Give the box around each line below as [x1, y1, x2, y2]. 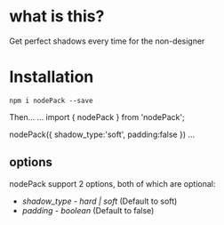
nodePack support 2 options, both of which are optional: [9, 178, 216, 189]
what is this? [9, 6, 105, 27]
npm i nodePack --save [9, 96, 93, 105]
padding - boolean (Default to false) [21, 205, 155, 215]
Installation [9, 67, 94, 87]
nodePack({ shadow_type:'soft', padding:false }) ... [9, 129, 196, 140]
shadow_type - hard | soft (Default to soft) [21, 196, 178, 206]
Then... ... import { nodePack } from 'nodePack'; [9, 111, 185, 122]
